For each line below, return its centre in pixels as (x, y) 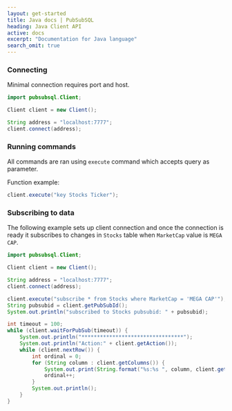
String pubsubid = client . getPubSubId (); (68, 305)
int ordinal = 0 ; (57, 356)
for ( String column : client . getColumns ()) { (99, 363)
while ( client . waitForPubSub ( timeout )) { (68, 331)
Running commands (41, 146)
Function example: (33, 182)
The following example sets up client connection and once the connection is (116, 228)
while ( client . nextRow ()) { (60, 350)
